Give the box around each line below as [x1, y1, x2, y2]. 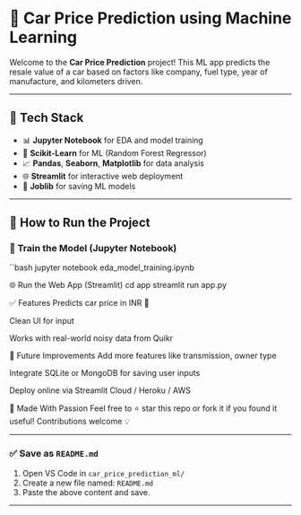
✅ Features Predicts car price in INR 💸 [9, 298, 150, 309]
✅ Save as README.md [9, 448, 99, 460]
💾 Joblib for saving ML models [21, 180, 136, 191]
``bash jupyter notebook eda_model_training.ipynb [9, 262, 194, 273]
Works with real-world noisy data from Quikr [9, 333, 173, 344]
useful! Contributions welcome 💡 [9, 416, 131, 427]
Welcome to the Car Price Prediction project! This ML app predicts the [9, 57, 271, 67]
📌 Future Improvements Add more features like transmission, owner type [9, 350, 277, 362]
